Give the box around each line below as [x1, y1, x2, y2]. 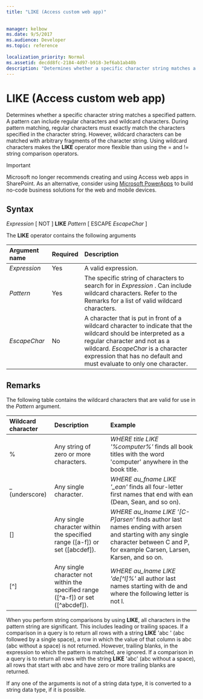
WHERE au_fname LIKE [110, 475, 176, 483]
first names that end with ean [110, 490, 193, 498]
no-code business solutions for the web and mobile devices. [6, 186, 157, 194]
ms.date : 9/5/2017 [6, 32, 53, 38]
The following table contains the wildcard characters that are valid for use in [6, 396, 196, 403]
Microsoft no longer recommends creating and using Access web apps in [6, 173, 189, 181]
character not [54, 570, 92, 579]
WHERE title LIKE [110, 435, 159, 443]
